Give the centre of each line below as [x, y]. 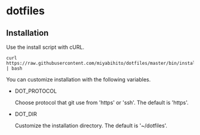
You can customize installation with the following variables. [79, 79]
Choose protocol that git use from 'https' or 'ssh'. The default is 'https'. [101, 103]
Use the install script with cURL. [45, 47]
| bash [14, 68]
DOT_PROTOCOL [36, 91]
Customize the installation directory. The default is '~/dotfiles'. [91, 125]
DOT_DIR [26, 114]
